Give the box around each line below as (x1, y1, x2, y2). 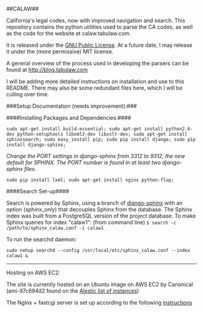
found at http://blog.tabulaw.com (6, 66, 88, 73)
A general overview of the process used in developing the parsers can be (6, 60, 189, 67)
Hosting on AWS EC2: (6, 269, 60, 276)
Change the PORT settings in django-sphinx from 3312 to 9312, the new (6, 153, 185, 159)
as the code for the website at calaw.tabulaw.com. (6, 30, 131, 37)
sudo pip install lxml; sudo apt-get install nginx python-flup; (6, 177, 174, 183)
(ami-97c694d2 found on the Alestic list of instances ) (6, 287, 140, 294)
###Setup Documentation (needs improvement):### (6, 102, 137, 110)
